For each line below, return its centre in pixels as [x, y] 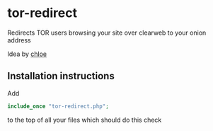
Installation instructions [61, 76]
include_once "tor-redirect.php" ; [58, 106]
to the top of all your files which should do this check [85, 120]
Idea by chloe [27, 54]
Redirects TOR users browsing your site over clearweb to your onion [107, 33]
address [19, 40]
